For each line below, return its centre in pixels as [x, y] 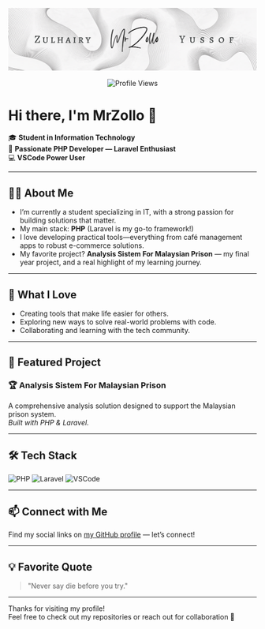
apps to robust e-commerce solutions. [82, 245]
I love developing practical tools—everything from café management [131, 238]
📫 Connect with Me [58, 512]
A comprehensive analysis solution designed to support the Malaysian [122, 406]
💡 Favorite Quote [50, 567]
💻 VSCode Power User [47, 158]
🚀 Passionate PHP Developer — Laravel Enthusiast [92, 149]
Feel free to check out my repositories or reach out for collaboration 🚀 [121, 617]
